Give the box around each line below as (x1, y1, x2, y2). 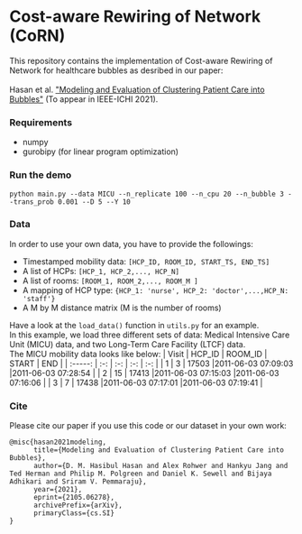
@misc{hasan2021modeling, (9, 437, 106, 447)
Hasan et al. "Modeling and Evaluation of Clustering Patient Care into (9, 84, 265, 95)
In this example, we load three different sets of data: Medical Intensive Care (9, 329, 290, 340)
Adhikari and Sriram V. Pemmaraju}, (9, 477, 147, 486)
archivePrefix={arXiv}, (32, 501, 124, 511)
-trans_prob (9, 197, 54, 207)
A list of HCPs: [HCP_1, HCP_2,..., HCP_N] (22, 265, 180, 276)
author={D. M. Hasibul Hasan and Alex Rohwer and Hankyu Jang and (32, 462, 288, 471)
